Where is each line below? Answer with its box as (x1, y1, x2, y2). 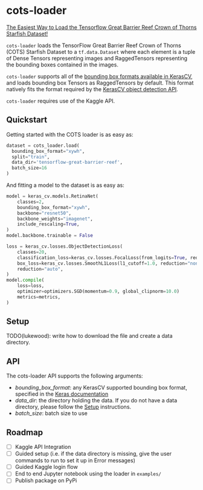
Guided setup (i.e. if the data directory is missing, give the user (14, 450, 172, 457)
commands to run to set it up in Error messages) (14, 457, 136, 464)
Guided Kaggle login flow (14, 463, 79, 471)
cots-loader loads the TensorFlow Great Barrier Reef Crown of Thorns (6, 42, 181, 49)
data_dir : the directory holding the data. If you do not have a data (14, 397, 178, 404)
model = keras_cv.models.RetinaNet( (6, 193, 98, 199)
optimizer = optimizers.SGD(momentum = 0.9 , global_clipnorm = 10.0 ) (17, 288, 180, 294)
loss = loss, (17, 283, 45, 289)
